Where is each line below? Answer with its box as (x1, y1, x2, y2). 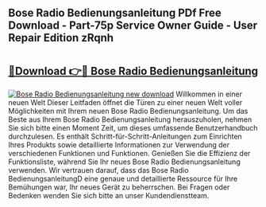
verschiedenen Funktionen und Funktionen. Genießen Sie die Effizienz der (8, 149, 251, 158)
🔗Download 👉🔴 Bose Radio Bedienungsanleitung (8, 64, 259, 78)
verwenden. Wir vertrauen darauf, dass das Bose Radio (8, 166, 189, 174)
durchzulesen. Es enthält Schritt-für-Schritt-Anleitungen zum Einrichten (8, 131, 242, 141)
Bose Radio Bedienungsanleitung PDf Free (8, 6, 222, 20)
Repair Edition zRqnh (8, 31, 114, 45)
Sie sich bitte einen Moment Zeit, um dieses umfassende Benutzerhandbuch (8, 123, 258, 132)
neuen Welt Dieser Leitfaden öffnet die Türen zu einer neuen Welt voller (8, 98, 243, 107)
